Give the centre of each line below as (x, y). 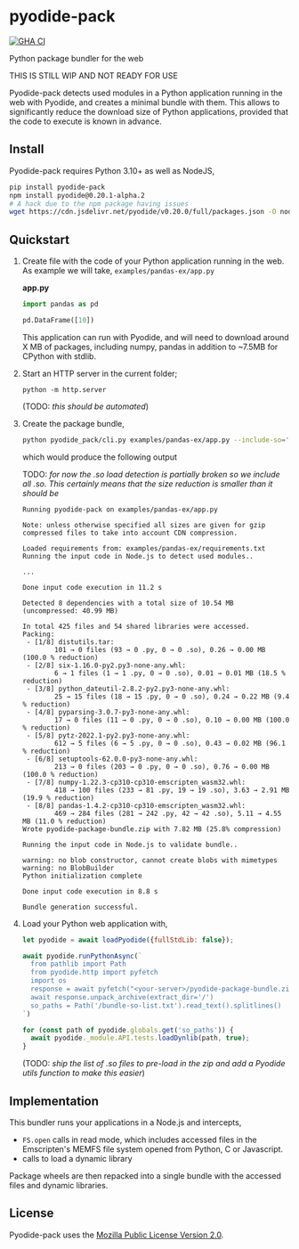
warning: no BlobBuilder (68, 868)
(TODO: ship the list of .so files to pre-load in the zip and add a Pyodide (154, 1064)
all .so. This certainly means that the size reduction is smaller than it (147, 484)
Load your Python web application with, (95, 923)
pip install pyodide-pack (57, 187)
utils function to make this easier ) (83, 1073)
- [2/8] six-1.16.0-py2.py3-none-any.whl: (106, 665)
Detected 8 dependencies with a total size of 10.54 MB (128, 603)
